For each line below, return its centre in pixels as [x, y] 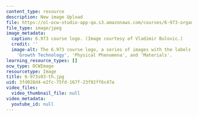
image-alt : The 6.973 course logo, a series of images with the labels [101, 50]
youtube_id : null [33, 104]
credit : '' [25, 45]
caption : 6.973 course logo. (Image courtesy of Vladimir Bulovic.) [97, 39]
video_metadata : [26, 98]
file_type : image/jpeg [34, 28]
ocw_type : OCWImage [30, 66]
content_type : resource [35, 11]
